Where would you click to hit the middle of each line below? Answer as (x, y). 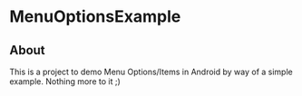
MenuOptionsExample (95, 17)
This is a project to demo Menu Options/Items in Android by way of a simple (151, 72)
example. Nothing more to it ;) (65, 82)
